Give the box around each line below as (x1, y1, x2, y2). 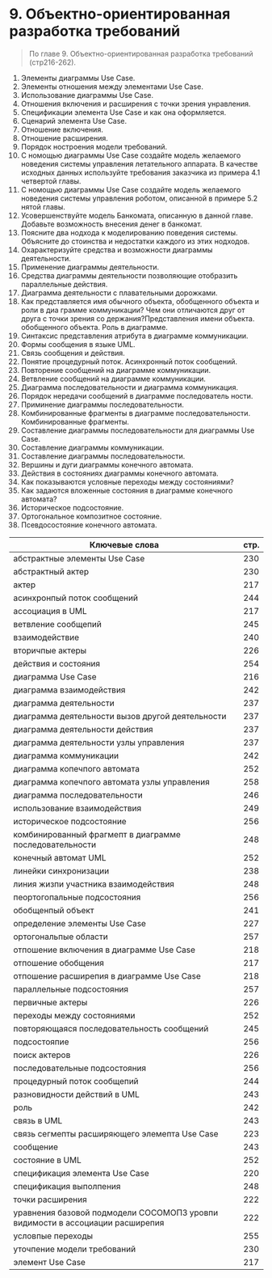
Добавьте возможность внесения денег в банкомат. (20, 219, 203, 229)
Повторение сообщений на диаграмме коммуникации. (20, 365, 211, 375)
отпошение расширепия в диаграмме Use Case (13, 970, 201, 981)
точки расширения (13, 1194, 87, 1205)
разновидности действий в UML (13, 1089, 140, 1100)
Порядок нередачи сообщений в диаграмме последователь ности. (20, 391, 253, 400)
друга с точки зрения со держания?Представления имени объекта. (20, 313, 255, 324)
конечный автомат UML (13, 852, 107, 863)
